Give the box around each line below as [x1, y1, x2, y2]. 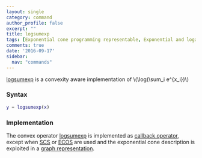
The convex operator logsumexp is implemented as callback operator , [6, 132, 179, 139]
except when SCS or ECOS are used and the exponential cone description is [6, 138, 195, 145]
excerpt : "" [6, 25, 36, 32]
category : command [6, 14, 52, 20]
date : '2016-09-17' [6, 48, 55, 54]
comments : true [6, 43, 44, 49]
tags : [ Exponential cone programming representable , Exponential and [6, 37, 185, 43]
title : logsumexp [6, 31, 50, 37]
